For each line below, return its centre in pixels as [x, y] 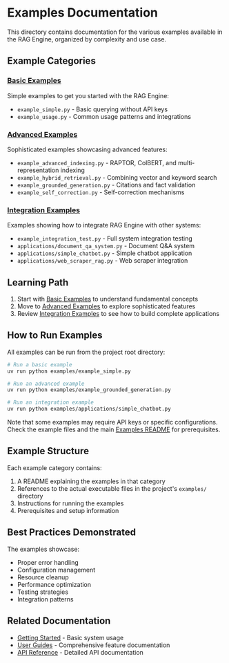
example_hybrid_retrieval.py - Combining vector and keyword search [117, 177]
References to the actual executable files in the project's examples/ [112, 488]
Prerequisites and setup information [68, 510]
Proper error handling [48, 562]
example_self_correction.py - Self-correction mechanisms [101, 192]
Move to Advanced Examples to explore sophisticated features [106, 306]
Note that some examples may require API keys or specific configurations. [112, 422]
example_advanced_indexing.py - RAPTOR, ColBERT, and [97, 162]
